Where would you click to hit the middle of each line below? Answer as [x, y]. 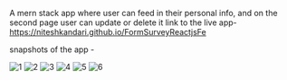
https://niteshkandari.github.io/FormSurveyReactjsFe [108, 32]
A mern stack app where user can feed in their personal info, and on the [143, 13]
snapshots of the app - [52, 49]
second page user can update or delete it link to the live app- [123, 22]
